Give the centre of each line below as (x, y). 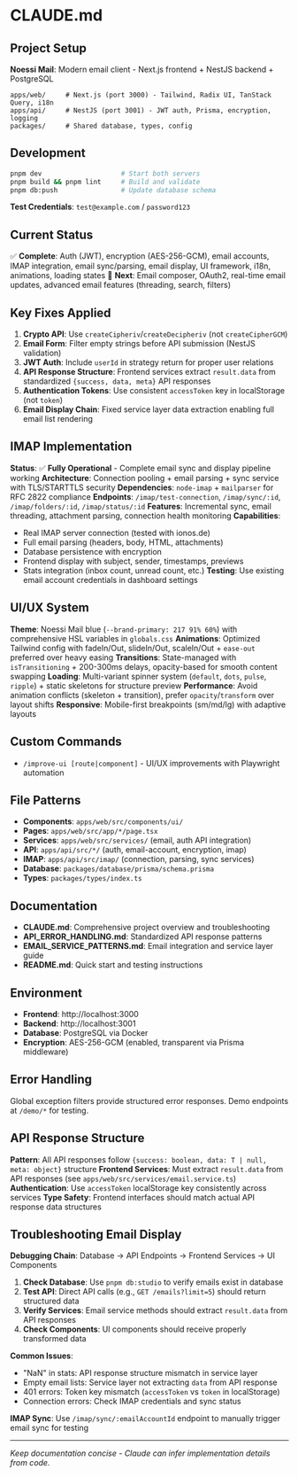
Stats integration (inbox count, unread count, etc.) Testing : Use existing (153, 570)
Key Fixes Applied (61, 312)
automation (43, 773)
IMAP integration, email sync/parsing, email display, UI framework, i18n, (141, 266)
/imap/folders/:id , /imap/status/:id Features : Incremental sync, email (141, 506)
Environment (46, 993)
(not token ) (42, 400)
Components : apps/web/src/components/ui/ (103, 821)
